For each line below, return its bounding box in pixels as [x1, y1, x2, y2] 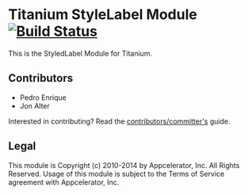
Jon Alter [19, 101, 50, 110]
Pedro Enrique [19, 93, 67, 102]
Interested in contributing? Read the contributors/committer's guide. [8, 117, 231, 126]
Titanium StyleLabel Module [8, 6, 198, 24]
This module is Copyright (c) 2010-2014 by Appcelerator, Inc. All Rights [8, 160, 240, 170]
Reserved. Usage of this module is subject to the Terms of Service [8, 169, 225, 178]
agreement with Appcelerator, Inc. [8, 177, 120, 187]
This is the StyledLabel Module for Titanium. [8, 48, 153, 58]
